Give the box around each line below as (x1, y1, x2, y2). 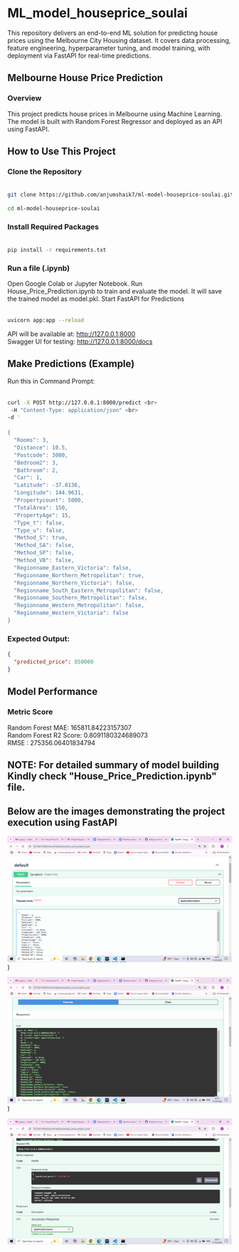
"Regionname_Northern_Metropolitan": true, (14, 571, 144, 579)
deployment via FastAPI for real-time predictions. (7, 51, 152, 60)
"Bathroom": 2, (14, 467, 59, 474)
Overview (7, 93, 42, 103)
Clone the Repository (7, 166, 83, 176)
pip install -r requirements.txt (7, 247, 107, 254)
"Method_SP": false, (14, 549, 75, 557)
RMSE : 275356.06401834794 (7, 738, 96, 747)
